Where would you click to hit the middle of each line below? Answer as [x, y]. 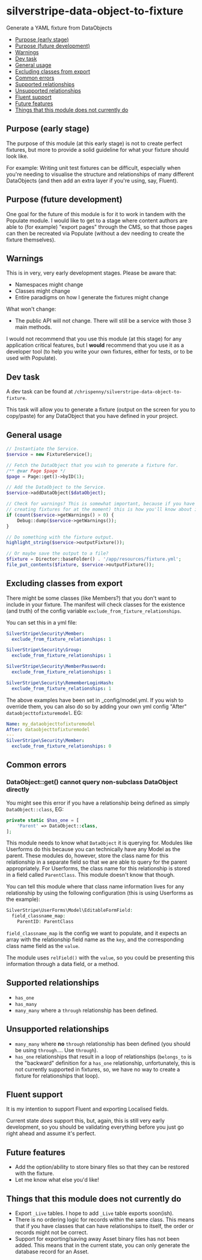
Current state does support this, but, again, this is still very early [86, 1121]
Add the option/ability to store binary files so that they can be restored [102, 1167]
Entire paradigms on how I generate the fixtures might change [92, 298]
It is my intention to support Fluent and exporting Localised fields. [87, 1109]
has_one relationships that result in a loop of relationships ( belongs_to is [103, 1056]
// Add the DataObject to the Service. [56, 487]
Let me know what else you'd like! [57, 1180]
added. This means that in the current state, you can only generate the [102, 1246]
